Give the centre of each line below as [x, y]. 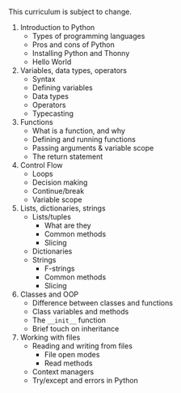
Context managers [63, 372]
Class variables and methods [80, 312]
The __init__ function [69, 320]
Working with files [50, 337]
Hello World [52, 62]
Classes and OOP [49, 294]
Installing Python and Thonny [81, 53]
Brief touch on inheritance [76, 329]
